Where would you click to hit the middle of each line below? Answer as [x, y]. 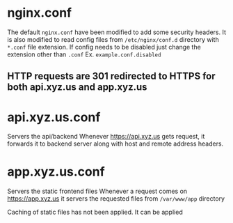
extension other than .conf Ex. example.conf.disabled [84, 54]
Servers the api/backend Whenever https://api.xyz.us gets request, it [106, 137]
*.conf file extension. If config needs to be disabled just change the [104, 47]
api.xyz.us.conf [54, 117]
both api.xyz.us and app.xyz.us [77, 87]
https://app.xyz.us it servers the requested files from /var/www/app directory [116, 199]
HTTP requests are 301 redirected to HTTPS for [111, 76]
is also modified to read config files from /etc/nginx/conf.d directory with [113, 39]
